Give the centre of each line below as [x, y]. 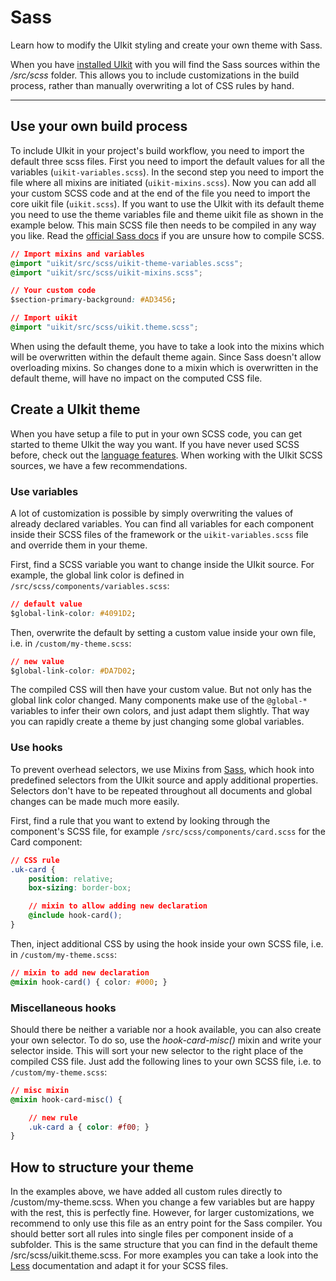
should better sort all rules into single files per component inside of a [152, 1234]
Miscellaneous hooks [63, 1008]
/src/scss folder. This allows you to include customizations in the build [155, 75]
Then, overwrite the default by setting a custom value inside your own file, [163, 632]
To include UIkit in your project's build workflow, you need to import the [157, 150]
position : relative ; [71, 879]
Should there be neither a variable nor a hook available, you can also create [166, 1029]
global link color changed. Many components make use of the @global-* [159, 700]
